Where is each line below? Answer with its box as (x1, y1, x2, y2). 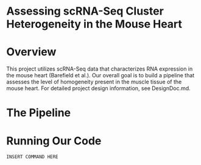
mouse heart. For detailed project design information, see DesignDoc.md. (6, 85, 191, 92)
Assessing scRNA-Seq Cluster (6, 4, 164, 18)
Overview (6, 45, 57, 59)
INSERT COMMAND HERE (6, 154, 59, 160)
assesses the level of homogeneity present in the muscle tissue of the (6, 78, 182, 86)
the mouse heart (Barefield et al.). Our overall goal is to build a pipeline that (6, 72, 195, 79)
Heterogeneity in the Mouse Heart (6, 17, 183, 31)
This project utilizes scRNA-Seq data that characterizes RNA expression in (6, 65, 193, 72)
